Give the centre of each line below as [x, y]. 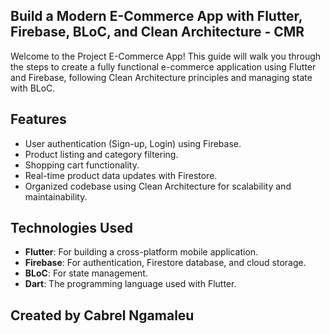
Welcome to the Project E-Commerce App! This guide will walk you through [166, 56]
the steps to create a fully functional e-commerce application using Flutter [163, 66]
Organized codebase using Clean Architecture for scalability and [158, 186]
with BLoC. [33, 88]
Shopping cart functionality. [82, 165]
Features [38, 119]
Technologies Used [71, 228]
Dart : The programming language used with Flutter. [130, 284]
